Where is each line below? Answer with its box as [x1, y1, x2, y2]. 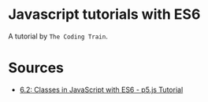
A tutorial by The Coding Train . [8, 31, 108, 41]
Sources [8, 59, 65, 77]
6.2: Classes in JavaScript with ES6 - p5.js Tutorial [19, 85, 184, 94]
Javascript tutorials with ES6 [8, 5, 201, 24]
